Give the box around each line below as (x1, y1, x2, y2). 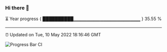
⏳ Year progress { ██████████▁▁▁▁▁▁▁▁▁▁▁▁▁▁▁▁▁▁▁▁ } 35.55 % (5, 16, 162, 22)
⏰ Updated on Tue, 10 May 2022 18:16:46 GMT (5, 32, 101, 38)
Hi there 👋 (5, 4, 30, 11)
